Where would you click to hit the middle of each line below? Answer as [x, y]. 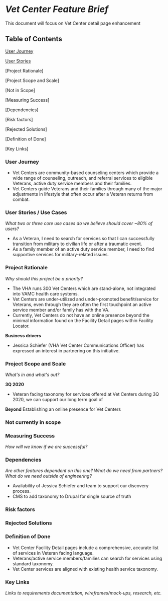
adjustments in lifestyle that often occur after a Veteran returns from [83, 194]
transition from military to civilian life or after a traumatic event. [77, 244]
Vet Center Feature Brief [57, 9]
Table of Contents [34, 39]
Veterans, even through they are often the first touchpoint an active [82, 304]
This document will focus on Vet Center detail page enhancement [73, 23]
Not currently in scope [33, 422]
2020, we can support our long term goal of [58, 399]
